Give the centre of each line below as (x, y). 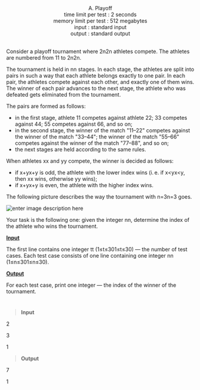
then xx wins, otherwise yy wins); (56, 179)
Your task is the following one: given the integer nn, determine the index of (98, 220)
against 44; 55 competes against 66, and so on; (73, 124)
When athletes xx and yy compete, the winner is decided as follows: (90, 161)
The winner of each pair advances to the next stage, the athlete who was (96, 88)
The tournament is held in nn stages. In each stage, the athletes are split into (100, 69)
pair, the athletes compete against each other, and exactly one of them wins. (100, 82)
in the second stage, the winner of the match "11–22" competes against (102, 130)
